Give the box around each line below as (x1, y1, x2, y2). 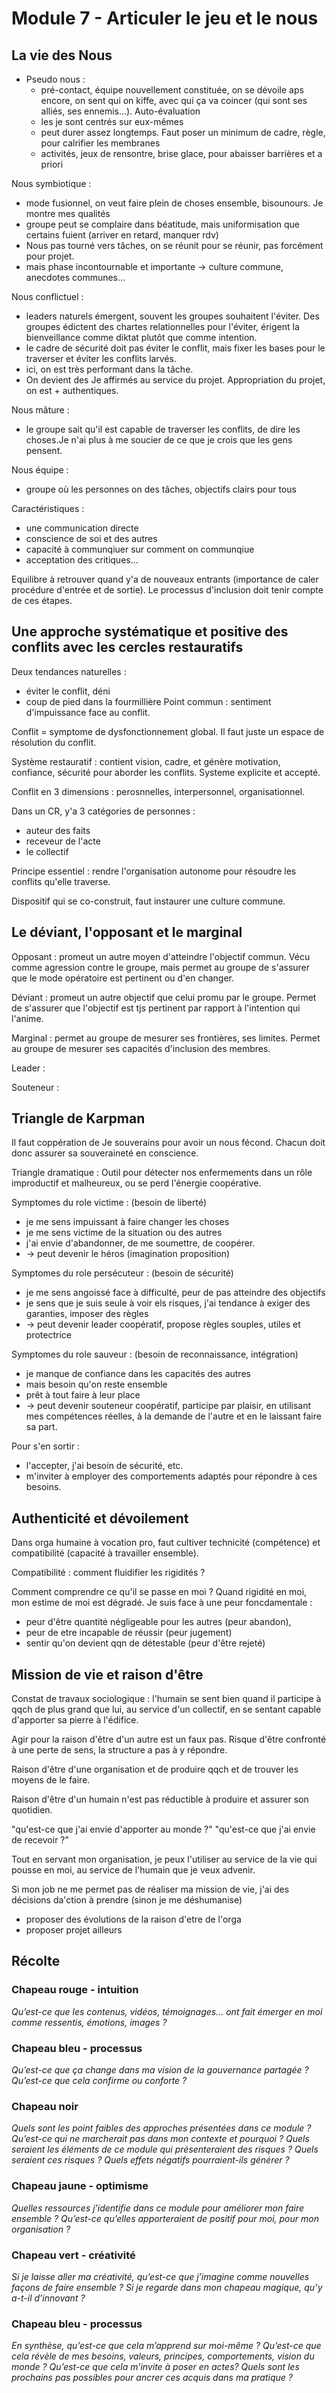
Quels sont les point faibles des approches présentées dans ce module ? (11, 2122, 312, 2134)
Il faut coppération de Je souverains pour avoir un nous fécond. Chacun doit (11, 1137, 326, 1149)
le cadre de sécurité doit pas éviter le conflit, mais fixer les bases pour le (25, 342, 326, 354)
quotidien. (11, 1804, 53, 1816)
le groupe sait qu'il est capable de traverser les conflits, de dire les (25, 423, 301, 435)
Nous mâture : (11, 404, 70, 416)
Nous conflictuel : (11, 291, 84, 302)
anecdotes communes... (25, 272, 126, 283)
